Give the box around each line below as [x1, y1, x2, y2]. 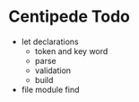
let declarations [21, 36, 80, 47]
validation [34, 65, 72, 76]
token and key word [34, 45, 109, 56]
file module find [21, 84, 80, 95]
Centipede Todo [8, 6, 131, 27]
